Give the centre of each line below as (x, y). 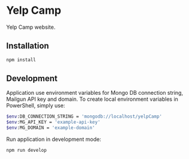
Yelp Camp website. (31, 27)
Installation (28, 46)
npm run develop (26, 151)
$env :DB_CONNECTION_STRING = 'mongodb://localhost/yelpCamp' (84, 117)
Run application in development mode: (54, 139)
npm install (21, 60)
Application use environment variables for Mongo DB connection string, (95, 93)
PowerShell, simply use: (36, 106)
